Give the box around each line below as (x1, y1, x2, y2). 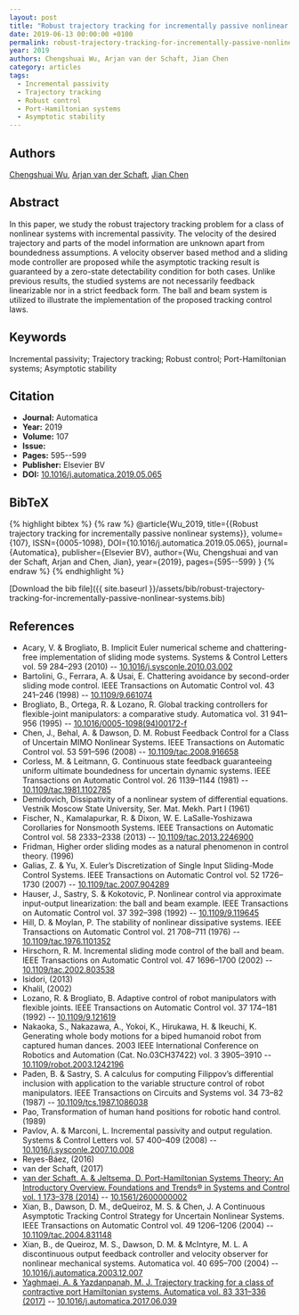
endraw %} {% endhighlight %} (9, 566, 125, 577)
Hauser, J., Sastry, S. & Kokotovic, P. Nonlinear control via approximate (21, 889, 282, 899)
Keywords (9, 330, 67, 345)
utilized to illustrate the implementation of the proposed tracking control (9, 294, 272, 305)
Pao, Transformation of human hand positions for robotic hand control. (21, 1106, 282, 1117)
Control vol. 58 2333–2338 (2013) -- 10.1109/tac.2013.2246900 (21, 832, 254, 842)
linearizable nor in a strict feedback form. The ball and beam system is (9, 284, 268, 295)
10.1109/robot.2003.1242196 (21, 1059, 125, 1070)
